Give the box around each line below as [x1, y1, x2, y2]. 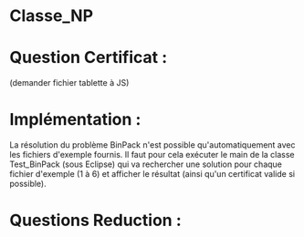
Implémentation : [9, 109, 142, 130]
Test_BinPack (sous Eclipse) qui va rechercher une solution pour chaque [9, 159, 283, 170]
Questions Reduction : [9, 211, 183, 231]
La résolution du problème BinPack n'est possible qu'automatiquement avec [9, 139, 296, 150]
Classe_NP [9, 5, 94, 26]
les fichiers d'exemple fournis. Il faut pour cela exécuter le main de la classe [9, 149, 295, 160]
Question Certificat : [9, 47, 168, 68]
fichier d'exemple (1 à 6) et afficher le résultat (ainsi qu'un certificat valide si [9, 169, 295, 180]
